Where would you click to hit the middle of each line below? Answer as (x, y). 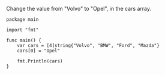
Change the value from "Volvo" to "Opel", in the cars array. (79, 9)
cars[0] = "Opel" (39, 51)
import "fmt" (22, 30)
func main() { (24, 40)
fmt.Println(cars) (40, 61)
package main (22, 20)
